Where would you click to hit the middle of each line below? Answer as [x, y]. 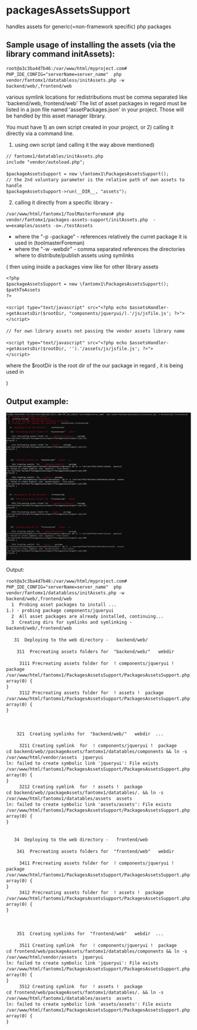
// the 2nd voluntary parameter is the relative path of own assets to [95, 180]
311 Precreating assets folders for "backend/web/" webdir [96, 652]
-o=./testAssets [73, 226]
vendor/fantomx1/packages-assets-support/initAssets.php [77, 220]
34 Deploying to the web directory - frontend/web [81, 840]
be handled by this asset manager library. [56, 116]
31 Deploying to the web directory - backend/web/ [81, 640]
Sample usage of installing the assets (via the [91, 45]
